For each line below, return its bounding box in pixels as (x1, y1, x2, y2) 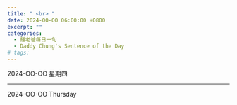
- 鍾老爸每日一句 (13, 36, 57, 43)
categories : (7, 29, 42, 37)
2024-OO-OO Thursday (7, 90, 77, 98)
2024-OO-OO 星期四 (7, 69, 68, 78)
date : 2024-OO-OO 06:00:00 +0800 (7, 17, 106, 24)
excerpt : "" (7, 23, 42, 30)
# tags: (7, 50, 30, 57)
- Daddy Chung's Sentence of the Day (13, 43, 125, 50)
